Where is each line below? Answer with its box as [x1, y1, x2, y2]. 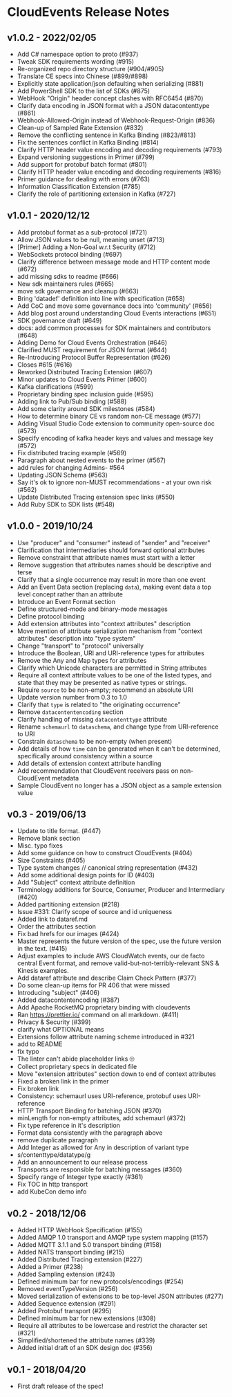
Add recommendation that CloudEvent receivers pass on [17, 766, 179, 775]
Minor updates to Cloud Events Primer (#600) [17, 375, 147, 383]
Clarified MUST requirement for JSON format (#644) [17, 345, 167, 354]
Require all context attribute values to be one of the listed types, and [17, 670, 212, 679]
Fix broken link [17, 1084, 59, 1093]
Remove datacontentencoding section [17, 707, 124, 716]
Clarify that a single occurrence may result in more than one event [17, 575, 206, 583]
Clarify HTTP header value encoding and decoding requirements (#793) [17, 146, 222, 154]
